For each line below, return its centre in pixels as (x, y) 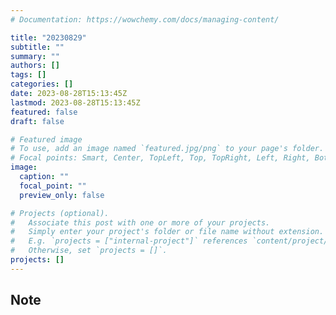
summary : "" (35, 56)
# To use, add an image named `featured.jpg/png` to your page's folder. (167, 149)
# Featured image (46, 139)
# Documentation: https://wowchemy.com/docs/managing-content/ (145, 19)
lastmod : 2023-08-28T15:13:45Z (75, 102)
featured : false (44, 112)
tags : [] (28, 75)
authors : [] (35, 66)
